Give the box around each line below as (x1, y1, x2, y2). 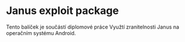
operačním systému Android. (6, 29, 76, 36)
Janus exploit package (6, 4, 119, 17)
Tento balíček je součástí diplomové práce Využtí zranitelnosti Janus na (6, 23, 180, 30)
